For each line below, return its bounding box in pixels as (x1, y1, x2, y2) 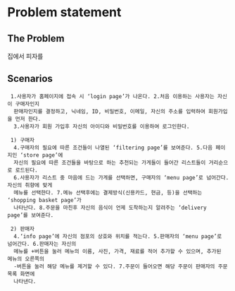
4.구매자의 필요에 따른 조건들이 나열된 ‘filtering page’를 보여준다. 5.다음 (13, 144, 213, 151)
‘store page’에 (20, 151, 63, 159)
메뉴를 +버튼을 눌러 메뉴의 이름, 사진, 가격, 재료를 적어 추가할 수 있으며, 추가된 (13, 248, 222, 255)
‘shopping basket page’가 (7, 196, 82, 203)
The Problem (7, 32, 65, 44)
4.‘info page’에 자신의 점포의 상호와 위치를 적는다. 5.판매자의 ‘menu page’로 (13, 232, 222, 240)
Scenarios (7, 73, 53, 85)
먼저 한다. (15, 115, 42, 122)
